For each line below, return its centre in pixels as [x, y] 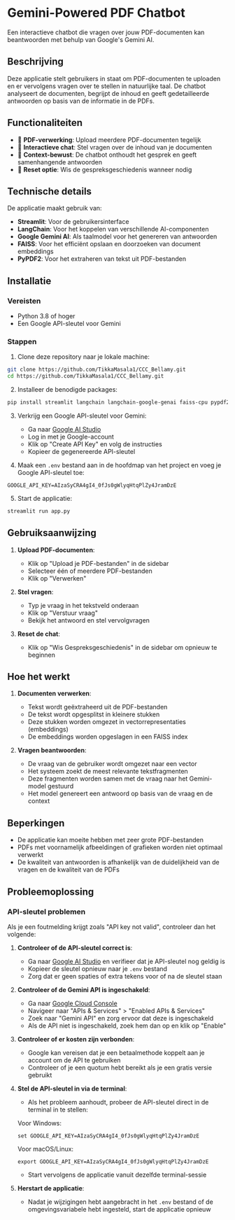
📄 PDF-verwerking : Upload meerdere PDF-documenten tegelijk [109, 140]
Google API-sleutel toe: [51, 472]
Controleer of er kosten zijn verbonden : [76, 1039]
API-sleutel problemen [47, 912]
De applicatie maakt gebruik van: [55, 208]
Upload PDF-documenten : [56, 550]
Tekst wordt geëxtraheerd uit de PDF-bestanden [98, 707]
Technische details [50, 191]
